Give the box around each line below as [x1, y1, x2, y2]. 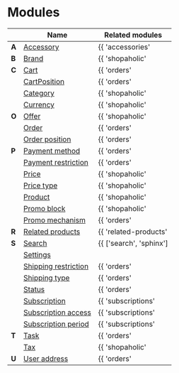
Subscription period [23, 319, 90, 329]
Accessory [23, 42, 59, 52]
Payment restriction [23, 157, 88, 167]
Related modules [104, 30, 163, 40]
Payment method [23, 146, 81, 156]
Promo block [23, 203, 66, 213]
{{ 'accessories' [98, 42, 151, 52]
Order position [23, 134, 71, 144]
